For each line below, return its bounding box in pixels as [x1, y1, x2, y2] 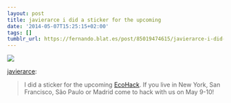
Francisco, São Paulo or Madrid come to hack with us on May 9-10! [23, 88, 214, 96]
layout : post [7, 10, 45, 17]
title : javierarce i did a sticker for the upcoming [7, 16, 162, 23]
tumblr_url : [7, 36, 41, 43]
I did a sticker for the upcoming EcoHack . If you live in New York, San [23, 80, 221, 89]
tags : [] [7, 29, 32, 36]
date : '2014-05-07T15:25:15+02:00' [7, 23, 109, 30]
